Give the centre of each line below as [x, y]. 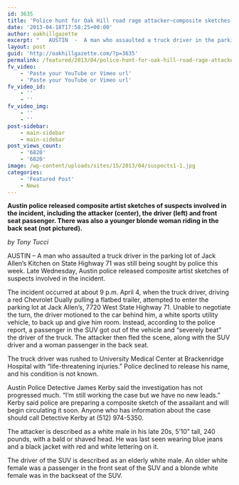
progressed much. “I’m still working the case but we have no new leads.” [114, 396]
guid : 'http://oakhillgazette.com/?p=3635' [73, 54]
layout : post [27, 47]
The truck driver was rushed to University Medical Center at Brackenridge [116, 359]
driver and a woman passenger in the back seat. [78, 345]
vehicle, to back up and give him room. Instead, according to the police [111, 322]
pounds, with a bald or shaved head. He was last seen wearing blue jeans [115, 439]
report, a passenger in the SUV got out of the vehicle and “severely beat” [115, 330]
